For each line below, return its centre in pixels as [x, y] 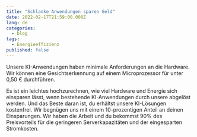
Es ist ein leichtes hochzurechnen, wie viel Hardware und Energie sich [92, 91]
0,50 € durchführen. [31, 79]
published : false [28, 50]
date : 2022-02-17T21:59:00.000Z [46, 17]
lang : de [17, 22]
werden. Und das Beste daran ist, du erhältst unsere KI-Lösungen [86, 103]
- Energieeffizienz [36, 45]
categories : [21, 28]
